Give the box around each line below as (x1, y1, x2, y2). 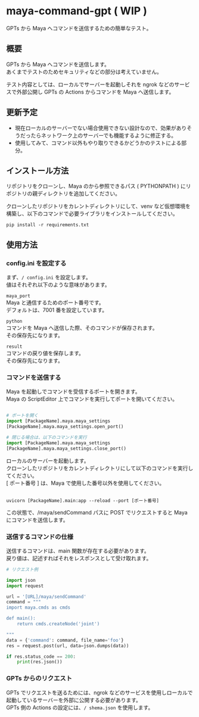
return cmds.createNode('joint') (17, 621, 100, 627)
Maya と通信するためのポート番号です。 (6, 299, 104, 306)
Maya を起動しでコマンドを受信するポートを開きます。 (6, 388, 141, 395)
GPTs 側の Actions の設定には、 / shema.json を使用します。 (6, 704, 154, 711)
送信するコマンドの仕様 (6, 532, 73, 541)
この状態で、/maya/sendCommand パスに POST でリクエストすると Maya (6, 509, 188, 516)
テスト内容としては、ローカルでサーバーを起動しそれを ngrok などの (6, 80, 175, 88)
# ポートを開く (6, 413, 39, 419)
